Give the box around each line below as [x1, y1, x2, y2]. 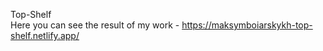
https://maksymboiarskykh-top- [181, 19, 313, 31]
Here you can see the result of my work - [10, 19, 180, 31]
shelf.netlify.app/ [10, 30, 80, 41]
